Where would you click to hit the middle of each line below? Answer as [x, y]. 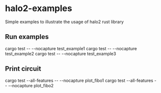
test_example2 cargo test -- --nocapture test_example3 [61, 53]
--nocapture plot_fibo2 [31, 85]
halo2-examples [39, 8]
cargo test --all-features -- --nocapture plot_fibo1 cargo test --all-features [79, 80]
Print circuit [23, 69]
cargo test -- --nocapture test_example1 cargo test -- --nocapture [71, 48]
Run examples [27, 37]
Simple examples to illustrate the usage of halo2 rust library [64, 22]
